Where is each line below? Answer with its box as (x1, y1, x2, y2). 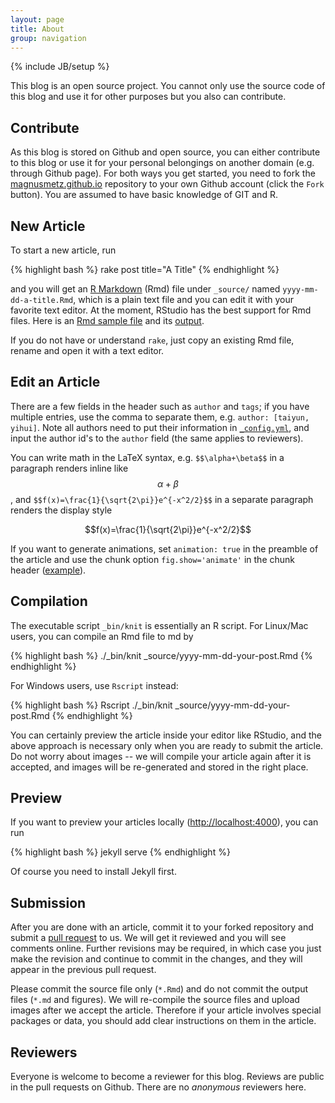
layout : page (10, 14, 65, 25)
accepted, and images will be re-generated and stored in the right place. (10, 761, 309, 773)
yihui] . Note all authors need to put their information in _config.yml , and (10, 421, 310, 433)
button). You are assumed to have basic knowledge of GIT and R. (10, 189, 278, 201)
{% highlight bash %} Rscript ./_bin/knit (10, 699, 173, 711)
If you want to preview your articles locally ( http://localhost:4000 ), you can (10, 816, 319, 828)
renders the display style (10, 504, 113, 516)
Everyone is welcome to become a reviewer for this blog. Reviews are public (10, 1071, 325, 1083)
